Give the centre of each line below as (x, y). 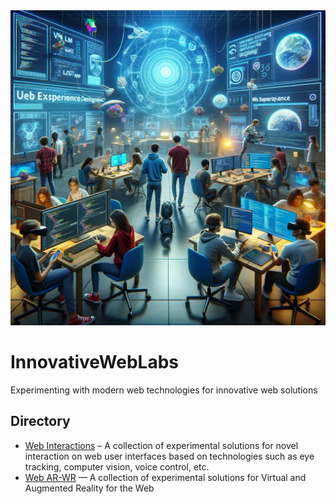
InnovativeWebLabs (94, 362)
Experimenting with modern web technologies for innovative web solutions (164, 390)
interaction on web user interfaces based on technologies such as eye (169, 456)
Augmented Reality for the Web (89, 488)
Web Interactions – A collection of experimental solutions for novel (161, 445)
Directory (40, 421)
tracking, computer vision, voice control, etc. (117, 466)
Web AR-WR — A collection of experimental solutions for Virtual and (165, 477)
